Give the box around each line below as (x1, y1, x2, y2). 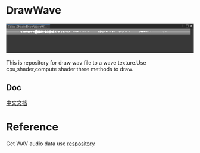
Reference (6, 120, 58, 133)
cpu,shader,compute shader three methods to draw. (6, 65, 134, 72)
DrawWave (6, 4, 61, 17)
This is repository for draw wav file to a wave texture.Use (6, 59, 146, 66)
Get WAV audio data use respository (6, 140, 95, 147)
